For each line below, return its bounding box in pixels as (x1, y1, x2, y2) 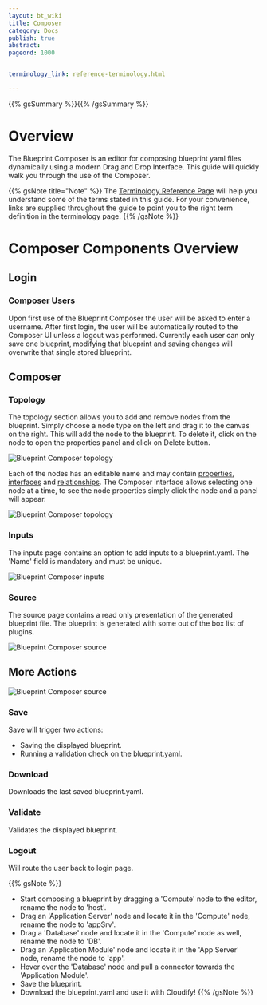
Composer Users (8, 295, 76, 306)
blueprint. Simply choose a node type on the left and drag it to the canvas (8, 421, 250, 431)
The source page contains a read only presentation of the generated (8, 610, 234, 619)
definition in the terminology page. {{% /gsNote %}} (8, 211, 179, 220)
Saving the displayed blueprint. (19, 741, 122, 750)
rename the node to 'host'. (19, 902, 107, 912)
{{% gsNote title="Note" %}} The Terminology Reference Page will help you (8, 185, 257, 196)
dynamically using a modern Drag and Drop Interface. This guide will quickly (8, 161, 259, 172)
